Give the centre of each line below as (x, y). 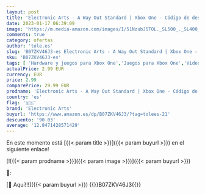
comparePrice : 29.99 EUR (38, 86)
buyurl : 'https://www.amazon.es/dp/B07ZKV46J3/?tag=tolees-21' (88, 114)
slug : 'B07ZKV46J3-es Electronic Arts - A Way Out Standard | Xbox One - (102, 52)
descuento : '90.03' (31, 120)
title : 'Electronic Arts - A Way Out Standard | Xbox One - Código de (98, 18)
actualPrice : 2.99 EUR (35, 69)
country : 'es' (24, 97)
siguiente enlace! (28, 149)
